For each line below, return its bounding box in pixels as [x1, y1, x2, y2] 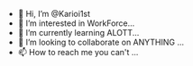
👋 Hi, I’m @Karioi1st [17, 9, 91, 19]
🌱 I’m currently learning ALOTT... [17, 28, 140, 37]
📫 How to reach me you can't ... [17, 47, 139, 57]
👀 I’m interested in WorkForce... [17, 18, 135, 29]
